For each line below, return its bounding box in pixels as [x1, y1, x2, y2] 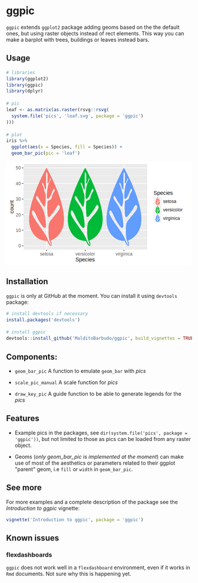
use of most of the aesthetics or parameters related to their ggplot [14, 459, 176, 466]
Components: [6, 352, 58, 362]
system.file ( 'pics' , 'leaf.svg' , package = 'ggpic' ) [11, 113, 144, 119]
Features [6, 413, 39, 423]
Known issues [6, 533, 60, 543]
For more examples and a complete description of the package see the [6, 498, 178, 505]
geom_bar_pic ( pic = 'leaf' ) [11, 150, 81, 157]
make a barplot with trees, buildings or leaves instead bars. [6, 36, 150, 43]
